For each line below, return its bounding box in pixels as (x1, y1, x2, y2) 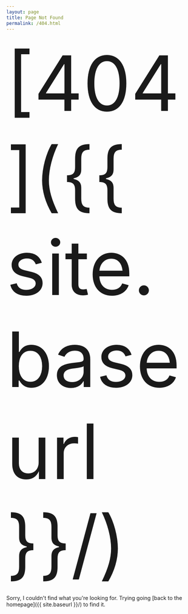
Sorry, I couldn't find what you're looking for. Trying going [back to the (6, 595, 183, 602)
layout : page (6, 9, 39, 15)
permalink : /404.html (6, 20, 61, 26)
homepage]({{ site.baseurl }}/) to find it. (6, 601, 106, 609)
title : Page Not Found (6, 15, 64, 21)
